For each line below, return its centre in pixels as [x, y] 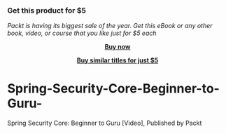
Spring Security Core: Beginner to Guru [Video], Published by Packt [105, 123]
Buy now [118, 47]
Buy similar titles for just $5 [118, 60]
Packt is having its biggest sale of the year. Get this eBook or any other [110, 26]
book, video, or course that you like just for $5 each [82, 33]
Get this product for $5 [47, 11]
